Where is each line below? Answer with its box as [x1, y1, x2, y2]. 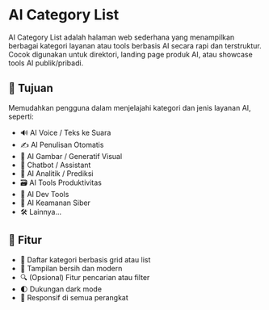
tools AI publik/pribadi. [8, 58, 84, 68]
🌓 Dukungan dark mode [19, 284, 103, 294]
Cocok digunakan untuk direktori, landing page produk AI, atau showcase [8, 49, 253, 59]
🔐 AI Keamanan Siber [19, 198, 91, 207]
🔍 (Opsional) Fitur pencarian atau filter [19, 272, 150, 282]
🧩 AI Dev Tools [19, 189, 69, 199]
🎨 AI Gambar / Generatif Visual [19, 151, 123, 161]
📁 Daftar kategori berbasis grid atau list [19, 254, 151, 264]
